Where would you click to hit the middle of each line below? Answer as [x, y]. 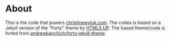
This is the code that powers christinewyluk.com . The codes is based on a [83, 22]
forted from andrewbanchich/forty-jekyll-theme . [56, 33]
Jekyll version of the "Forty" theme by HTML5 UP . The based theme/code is [85, 27]
